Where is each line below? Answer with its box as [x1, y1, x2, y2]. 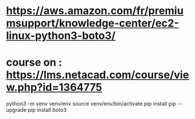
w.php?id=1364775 [6, 81, 103, 94]
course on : [6, 56, 63, 69]
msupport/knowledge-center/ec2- [6, 16, 179, 30]
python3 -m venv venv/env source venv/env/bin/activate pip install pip [6, 100, 176, 107]
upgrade [6, 107, 27, 114]
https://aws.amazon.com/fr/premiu [6, 4, 184, 18]
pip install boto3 [28, 107, 67, 114]
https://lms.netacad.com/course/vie [6, 69, 189, 81]
